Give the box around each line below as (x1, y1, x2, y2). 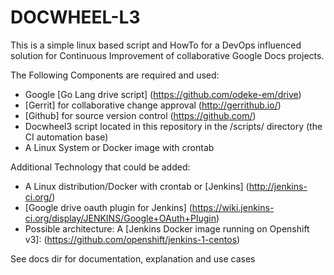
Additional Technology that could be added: (10, 161, 191, 173)
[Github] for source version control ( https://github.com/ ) (24, 109, 257, 121)
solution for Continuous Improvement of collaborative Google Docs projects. (10, 49, 325, 61)
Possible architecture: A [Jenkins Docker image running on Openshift (24, 222, 310, 235)
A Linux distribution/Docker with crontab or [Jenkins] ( (24, 180, 250, 192)
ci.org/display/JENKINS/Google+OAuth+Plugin (24, 212, 217, 224)
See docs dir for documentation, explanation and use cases (10, 252, 256, 265)
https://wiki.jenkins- (191, 201, 275, 213)
